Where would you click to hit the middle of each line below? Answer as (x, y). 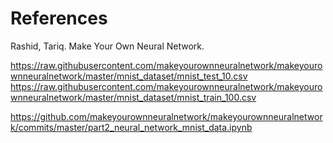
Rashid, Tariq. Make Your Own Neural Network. (107, 46)
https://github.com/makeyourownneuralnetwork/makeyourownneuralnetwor (166, 116)
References (59, 18)
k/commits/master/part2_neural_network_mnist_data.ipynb (131, 127)
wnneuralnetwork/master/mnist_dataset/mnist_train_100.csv (133, 97)
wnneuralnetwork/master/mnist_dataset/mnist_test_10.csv (129, 76)
